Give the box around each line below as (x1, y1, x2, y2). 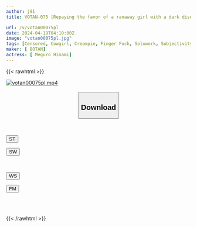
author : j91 (6, 8, 35, 15)
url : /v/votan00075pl (6, 25, 59, 30)
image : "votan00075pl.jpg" (6, 36, 72, 42)
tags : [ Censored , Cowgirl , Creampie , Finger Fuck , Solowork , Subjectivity (6, 41, 193, 47)
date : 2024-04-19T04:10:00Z (6, 30, 75, 36)
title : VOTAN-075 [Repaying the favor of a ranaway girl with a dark (6, 14, 180, 20)
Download (81, 103, 116, 112)
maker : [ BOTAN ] (6, 46, 46, 53)
